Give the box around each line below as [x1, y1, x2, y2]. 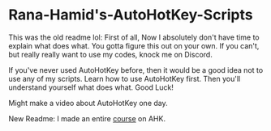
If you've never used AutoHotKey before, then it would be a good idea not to [8, 65, 264, 74]
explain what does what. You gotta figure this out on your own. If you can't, [8, 40, 260, 50]
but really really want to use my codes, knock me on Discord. [8, 49, 213, 59]
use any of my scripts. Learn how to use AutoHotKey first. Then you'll [8, 74, 241, 83]
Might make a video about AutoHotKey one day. [8, 98, 168, 108]
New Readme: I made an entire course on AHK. [8, 113, 166, 123]
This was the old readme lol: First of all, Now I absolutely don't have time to [8, 32, 260, 42]
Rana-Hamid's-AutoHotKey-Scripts [8, 6, 253, 24]
